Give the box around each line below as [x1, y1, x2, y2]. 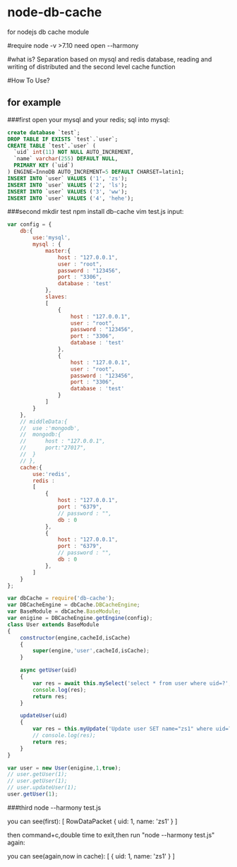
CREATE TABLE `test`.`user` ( [7, 142, 97, 149]
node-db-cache [7, 4, 102, 20]
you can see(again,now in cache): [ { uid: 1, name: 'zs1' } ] [7, 851, 175, 860]
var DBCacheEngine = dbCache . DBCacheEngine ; [7, 602, 140, 609]
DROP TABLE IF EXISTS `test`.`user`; [7, 136, 119, 143]
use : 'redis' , [32, 470, 71, 477]
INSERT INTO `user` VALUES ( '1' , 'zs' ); [7, 174, 128, 182]
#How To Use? [7, 76, 51, 85]
